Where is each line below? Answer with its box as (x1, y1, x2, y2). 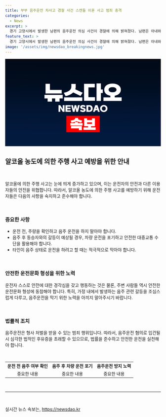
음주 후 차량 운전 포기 (51, 363, 93, 369)
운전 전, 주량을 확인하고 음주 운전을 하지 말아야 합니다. (12, 228, 117, 234)
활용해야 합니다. (21, 241, 52, 247)
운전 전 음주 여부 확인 (7, 363, 48, 369)
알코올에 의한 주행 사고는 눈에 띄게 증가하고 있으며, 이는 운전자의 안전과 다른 (5, 181, 152, 187)
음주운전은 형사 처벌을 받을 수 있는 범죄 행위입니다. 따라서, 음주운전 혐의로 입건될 (5, 330, 161, 336)
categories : (5, 13, 30, 18)
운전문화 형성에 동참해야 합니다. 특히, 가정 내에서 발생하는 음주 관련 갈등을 (5, 288, 147, 294)
